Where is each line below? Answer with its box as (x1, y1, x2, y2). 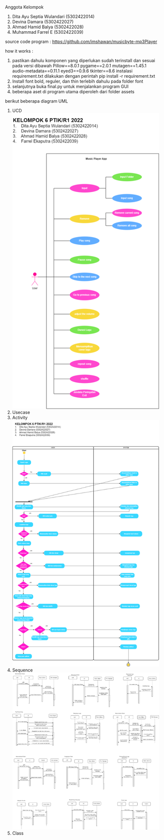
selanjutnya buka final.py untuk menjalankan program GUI (12, 84, 129, 89)
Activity (12, 414, 28, 420)
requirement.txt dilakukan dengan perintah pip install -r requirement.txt (12, 73, 155, 79)
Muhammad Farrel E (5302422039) (12, 29, 84, 35)
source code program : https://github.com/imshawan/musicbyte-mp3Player (5, 39, 158, 44)
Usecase (12, 409, 30, 415)
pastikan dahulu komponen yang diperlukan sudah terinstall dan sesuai (12, 58, 155, 63)
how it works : (5, 48, 33, 54)
